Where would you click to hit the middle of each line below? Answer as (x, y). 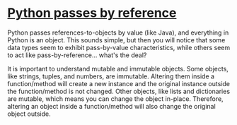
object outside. (29, 114)
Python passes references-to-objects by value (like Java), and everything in (118, 32)
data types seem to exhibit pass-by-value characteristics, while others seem (119, 47)
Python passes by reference (92, 13)
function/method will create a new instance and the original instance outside (119, 83)
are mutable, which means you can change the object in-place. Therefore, (116, 99)
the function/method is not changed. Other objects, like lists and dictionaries (119, 91)
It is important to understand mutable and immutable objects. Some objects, (118, 69)
